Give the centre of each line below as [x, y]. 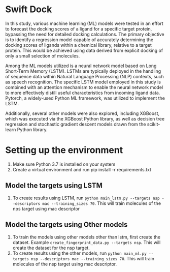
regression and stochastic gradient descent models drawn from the [76, 124]
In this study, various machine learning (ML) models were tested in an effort [84, 23]
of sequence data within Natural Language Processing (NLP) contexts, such [84, 76]
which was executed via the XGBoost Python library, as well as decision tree [85, 118]
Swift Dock [29, 9]
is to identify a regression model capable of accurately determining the [79, 40]
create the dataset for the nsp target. [51, 248]
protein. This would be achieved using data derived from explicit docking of [84, 50]
